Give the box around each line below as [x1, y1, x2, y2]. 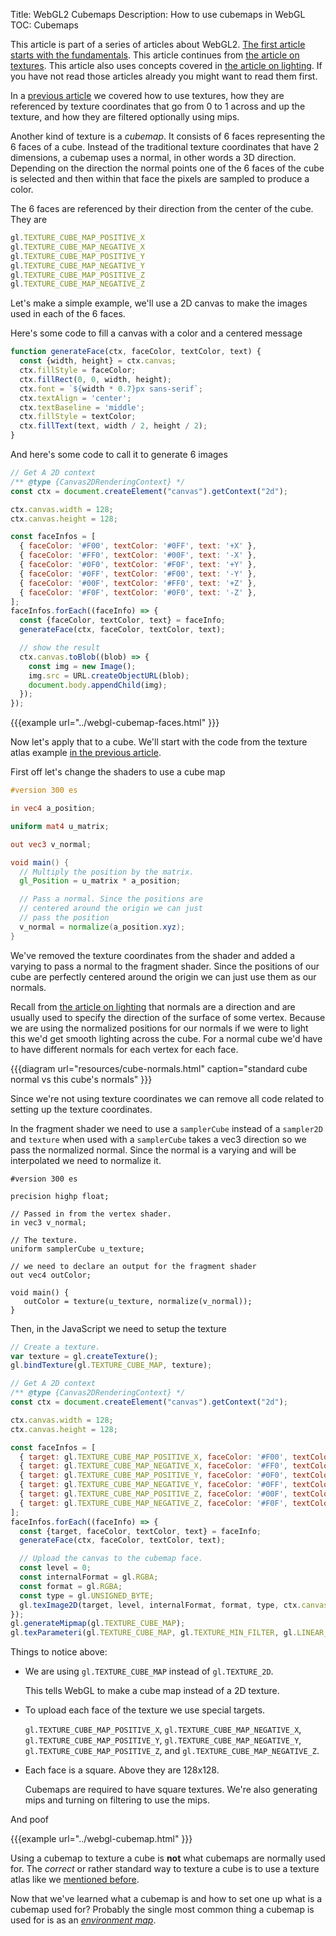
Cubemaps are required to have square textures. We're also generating [24, 1784, 318, 1796]
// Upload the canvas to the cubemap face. [19, 1554, 203, 1564]
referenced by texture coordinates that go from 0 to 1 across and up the [10, 100, 306, 112]
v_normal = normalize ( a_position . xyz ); [19, 922, 186, 932]
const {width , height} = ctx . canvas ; [19, 356, 177, 366]
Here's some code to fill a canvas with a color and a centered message [10, 327, 303, 339]
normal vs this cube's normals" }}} [10, 1073, 153, 1085]
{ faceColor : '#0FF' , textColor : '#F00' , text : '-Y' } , [19, 569, 257, 579]
